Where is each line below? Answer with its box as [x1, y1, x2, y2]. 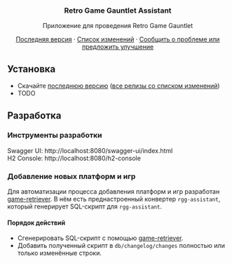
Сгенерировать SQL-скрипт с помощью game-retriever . [17, 234, 184, 242]
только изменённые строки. [17, 249, 102, 258]
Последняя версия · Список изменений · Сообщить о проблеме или [15, 35, 220, 44]
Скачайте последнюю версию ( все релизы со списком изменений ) [17, 81, 220, 90]
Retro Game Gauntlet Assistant [64, 6, 172, 15]
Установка [7, 62, 56, 75]
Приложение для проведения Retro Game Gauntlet [42, 22, 193, 30]
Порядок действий [7, 218, 66, 227]
